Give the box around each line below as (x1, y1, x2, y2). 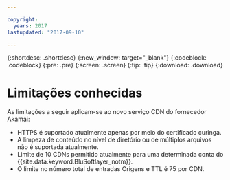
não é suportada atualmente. (16, 143, 99, 151)
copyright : (7, 16, 38, 23)
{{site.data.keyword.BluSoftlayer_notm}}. (16, 157, 133, 166)
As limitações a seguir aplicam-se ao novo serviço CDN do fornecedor (7, 108, 207, 116)
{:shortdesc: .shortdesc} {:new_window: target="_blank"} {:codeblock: (7, 54, 207, 62)
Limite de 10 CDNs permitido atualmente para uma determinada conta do (16, 150, 224, 159)
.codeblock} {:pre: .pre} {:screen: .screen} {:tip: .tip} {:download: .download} (7, 61, 223, 69)
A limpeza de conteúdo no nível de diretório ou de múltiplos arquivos (16, 135, 212, 144)
